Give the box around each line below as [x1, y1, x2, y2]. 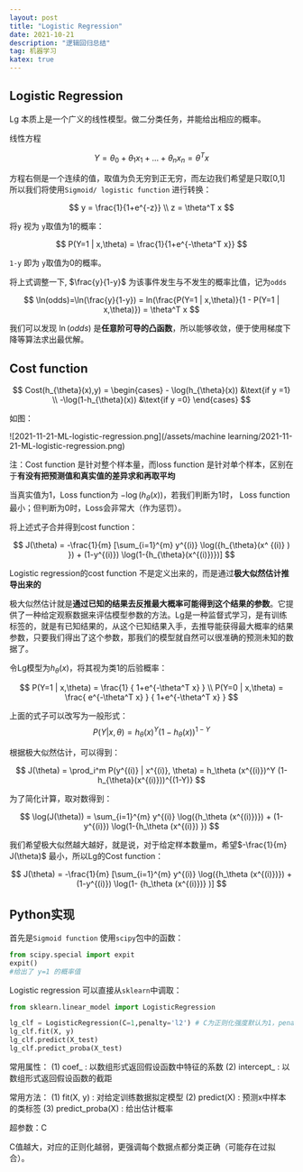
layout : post [9, 13, 59, 23]
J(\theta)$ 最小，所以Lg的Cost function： [9, 851, 164, 862]
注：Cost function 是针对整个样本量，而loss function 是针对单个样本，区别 [9, 459, 286, 470]
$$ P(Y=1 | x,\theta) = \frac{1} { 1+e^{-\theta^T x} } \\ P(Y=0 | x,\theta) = [19, 682, 284, 692]
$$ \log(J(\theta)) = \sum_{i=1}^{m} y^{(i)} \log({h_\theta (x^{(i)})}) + [19, 811, 272, 822]
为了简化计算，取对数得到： [9, 793, 113, 804]
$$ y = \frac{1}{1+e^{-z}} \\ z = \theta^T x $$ [69, 202, 234, 213]
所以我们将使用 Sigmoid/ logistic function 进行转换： [9, 184, 212, 195]
